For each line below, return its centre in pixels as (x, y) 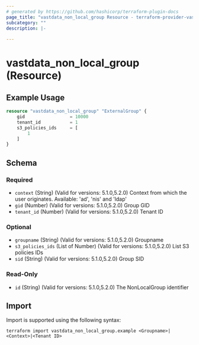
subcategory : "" (26, 23)
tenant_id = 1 (47, 122)
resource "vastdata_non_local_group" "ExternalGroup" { (76, 111)
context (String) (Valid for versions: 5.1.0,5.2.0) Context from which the (101, 192)
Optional (19, 227)
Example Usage (36, 98)
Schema (22, 163)
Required (20, 180)
